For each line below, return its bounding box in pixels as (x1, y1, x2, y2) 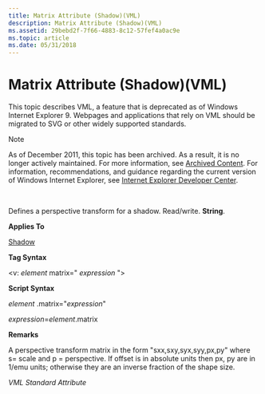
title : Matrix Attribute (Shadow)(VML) (8, 11, 141, 20)
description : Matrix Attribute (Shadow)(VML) (8, 19, 162, 27)
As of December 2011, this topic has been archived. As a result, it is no (8, 150, 239, 160)
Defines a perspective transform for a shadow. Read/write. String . (8, 207, 226, 216)
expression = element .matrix (8, 314, 98, 324)
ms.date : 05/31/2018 (8, 41, 77, 49)
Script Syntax (8, 284, 54, 294)
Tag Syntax (8, 253, 47, 262)
